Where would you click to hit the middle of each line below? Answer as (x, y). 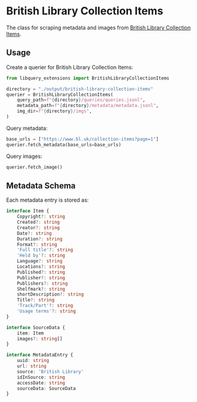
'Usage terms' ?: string (47, 311)
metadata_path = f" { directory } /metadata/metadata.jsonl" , (88, 106)
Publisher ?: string (41, 278)
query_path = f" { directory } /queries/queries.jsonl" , (81, 100)
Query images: (24, 156)
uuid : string (33, 361)
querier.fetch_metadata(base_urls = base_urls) (64, 145)
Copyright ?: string (41, 217)
